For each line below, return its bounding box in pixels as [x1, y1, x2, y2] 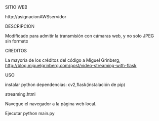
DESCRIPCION [5, 23, 35, 29]
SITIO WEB [5, 4, 28, 10]
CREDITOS [5, 48, 27, 53]
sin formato [5, 38, 29, 44]
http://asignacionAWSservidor [5, 14, 67, 19]
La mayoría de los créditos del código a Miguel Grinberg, [5, 57, 120, 63]
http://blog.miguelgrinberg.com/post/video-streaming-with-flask [5, 63, 137, 68]
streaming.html [5, 91, 36, 97]
